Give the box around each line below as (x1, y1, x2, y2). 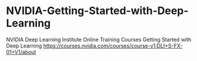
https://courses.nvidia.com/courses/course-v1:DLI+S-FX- (43, 42, 183, 49)
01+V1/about (6, 48, 36, 55)
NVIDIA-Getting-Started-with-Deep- (6, 4, 189, 18)
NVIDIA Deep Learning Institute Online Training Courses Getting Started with (6, 36, 192, 43)
